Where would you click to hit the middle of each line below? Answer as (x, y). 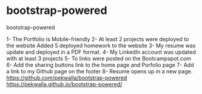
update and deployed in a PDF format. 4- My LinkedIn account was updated (101, 52)
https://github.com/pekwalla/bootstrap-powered (67, 78)
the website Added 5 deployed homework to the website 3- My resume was (101, 45)
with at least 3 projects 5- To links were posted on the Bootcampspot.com (99, 58)
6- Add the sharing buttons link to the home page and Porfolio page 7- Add (100, 65)
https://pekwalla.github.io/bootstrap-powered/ (64, 84)
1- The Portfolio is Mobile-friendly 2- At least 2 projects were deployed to (98, 39)
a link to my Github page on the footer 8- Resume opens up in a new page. (99, 71)
